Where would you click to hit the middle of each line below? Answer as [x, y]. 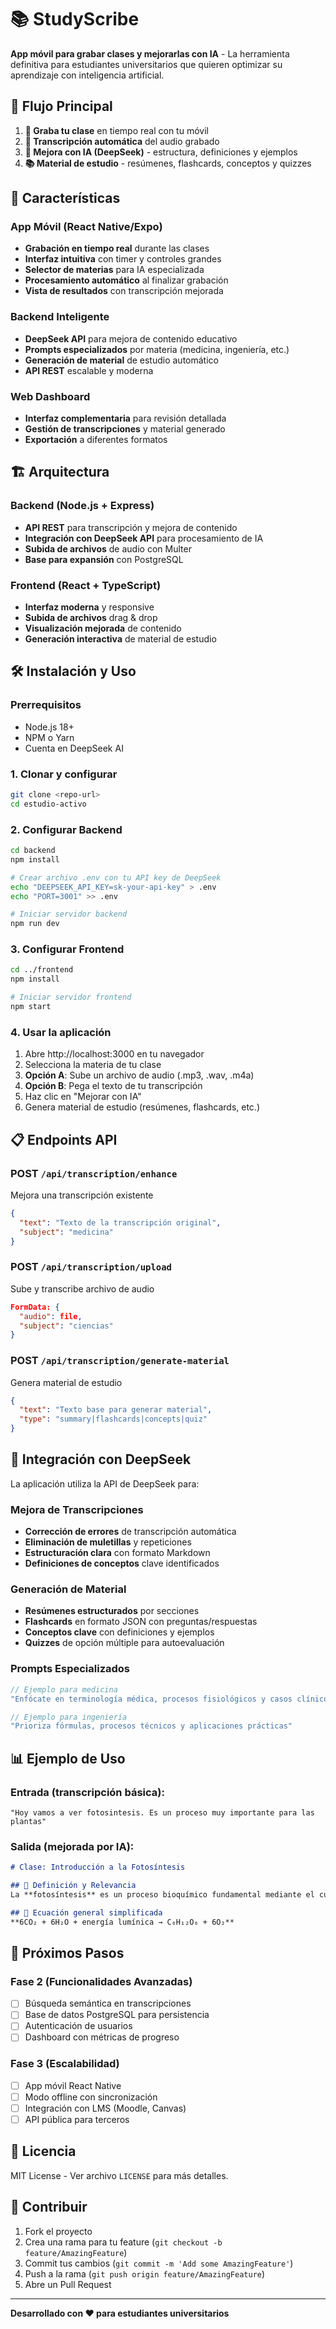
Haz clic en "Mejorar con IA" [83, 1097]
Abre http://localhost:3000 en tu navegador [114, 1054]
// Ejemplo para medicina [64, 1689]
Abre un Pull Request [68, 2284]
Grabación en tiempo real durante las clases [117, 248]
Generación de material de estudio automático [121, 360]
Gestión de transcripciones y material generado [125, 429]
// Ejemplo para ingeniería [69, 1717]
